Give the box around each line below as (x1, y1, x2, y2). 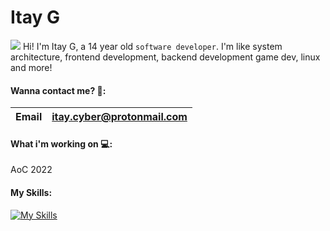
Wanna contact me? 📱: (10, 84, 107, 96)
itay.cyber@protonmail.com (51, 110, 188, 124)
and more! (10, 61, 53, 73)
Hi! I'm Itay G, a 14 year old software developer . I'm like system (22, 40, 283, 52)
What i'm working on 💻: (10, 137, 113, 150)
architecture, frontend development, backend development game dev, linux (10, 51, 321, 63)
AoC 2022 (10, 164, 53, 176)
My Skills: (10, 186, 53, 198)
